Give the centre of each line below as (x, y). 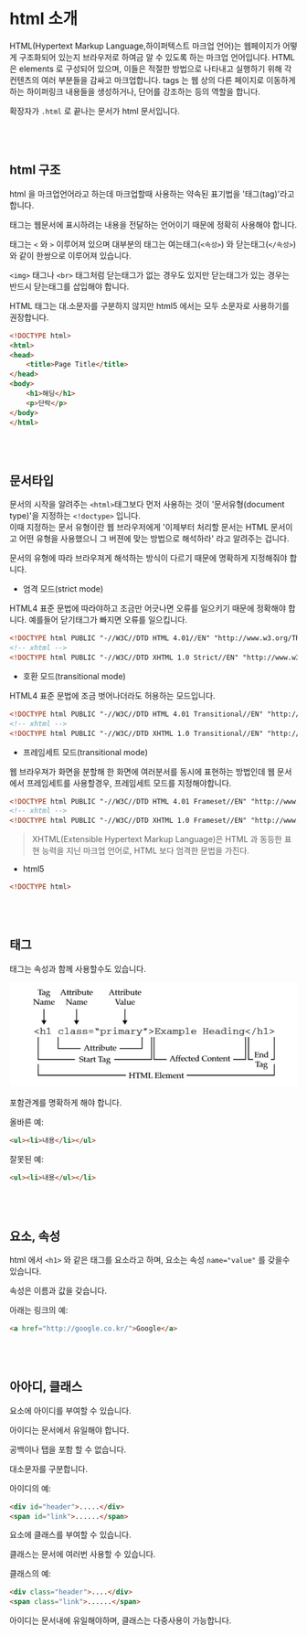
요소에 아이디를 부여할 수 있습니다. (70, 1410)
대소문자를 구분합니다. (49, 1469)
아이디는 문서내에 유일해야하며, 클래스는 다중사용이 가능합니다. (121, 1620)
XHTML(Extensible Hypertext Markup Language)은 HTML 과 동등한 (157, 839)
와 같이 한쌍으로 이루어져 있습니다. (70, 255)
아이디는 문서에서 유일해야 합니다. (69, 1430)
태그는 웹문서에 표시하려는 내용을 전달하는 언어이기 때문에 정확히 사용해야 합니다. (153, 224)
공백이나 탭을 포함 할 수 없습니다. (68, 1449)
